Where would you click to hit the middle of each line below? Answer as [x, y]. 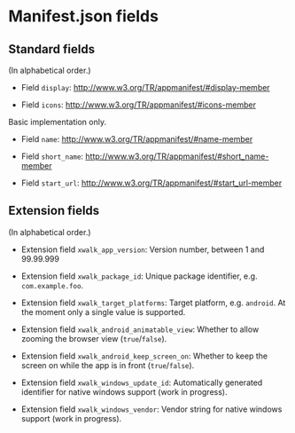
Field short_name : [52, 156]
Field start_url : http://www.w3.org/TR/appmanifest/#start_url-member [151, 183]
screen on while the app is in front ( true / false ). [108, 365]
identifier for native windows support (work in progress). [124, 391]
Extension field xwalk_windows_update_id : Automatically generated [142, 382]
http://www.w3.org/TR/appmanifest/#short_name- [177, 156]
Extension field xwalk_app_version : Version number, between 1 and [143, 249]
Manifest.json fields [83, 16]
